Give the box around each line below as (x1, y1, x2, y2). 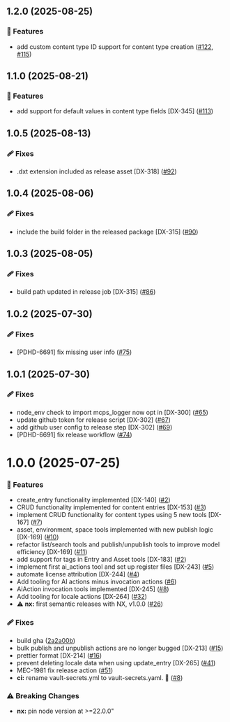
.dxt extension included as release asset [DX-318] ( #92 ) (16, 167, 177, 176)
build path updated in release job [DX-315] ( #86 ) (16, 288, 156, 296)
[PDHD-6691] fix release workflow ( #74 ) (16, 430, 133, 439)
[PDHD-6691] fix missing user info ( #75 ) (16, 348, 132, 356)
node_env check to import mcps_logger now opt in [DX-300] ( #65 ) (16, 408, 208, 416)
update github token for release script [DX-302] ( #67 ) (16, 416, 171, 424)
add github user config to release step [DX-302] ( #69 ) (16, 423, 173, 431)
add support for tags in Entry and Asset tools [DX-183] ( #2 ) (16, 555, 187, 564)
